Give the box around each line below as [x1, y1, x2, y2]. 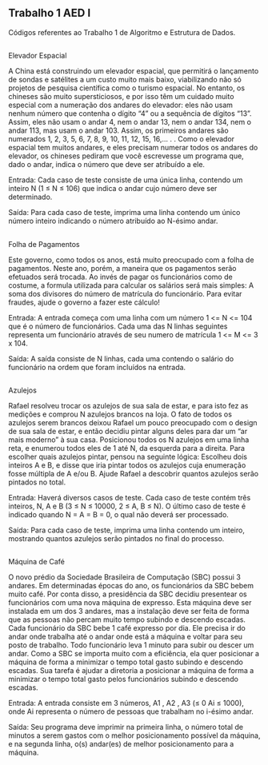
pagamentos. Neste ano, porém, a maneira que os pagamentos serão [8, 263, 237, 273]
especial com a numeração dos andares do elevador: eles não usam [8, 100, 234, 110]
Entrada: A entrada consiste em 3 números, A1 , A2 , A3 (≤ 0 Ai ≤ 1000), [8, 699, 244, 708]
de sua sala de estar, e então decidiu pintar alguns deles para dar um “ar [8, 426, 248, 436]
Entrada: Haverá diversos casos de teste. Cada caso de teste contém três [8, 492, 251, 502]
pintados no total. [8, 477, 66, 487]
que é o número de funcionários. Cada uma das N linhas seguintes [8, 321, 228, 331]
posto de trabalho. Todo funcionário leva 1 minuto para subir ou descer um [8, 640, 254, 650]
